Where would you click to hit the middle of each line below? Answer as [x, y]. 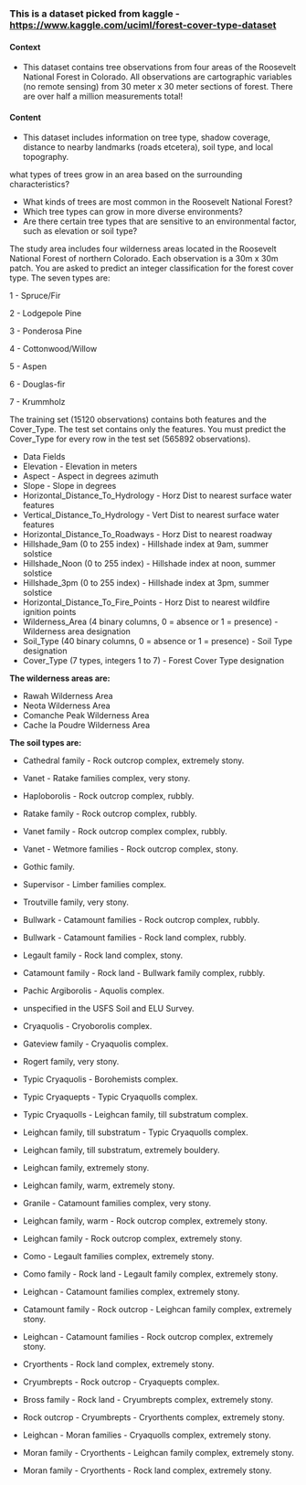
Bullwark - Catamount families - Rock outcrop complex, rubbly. [141, 920]
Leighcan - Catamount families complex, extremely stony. [131, 1292]
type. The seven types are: [60, 278]
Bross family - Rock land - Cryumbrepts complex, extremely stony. [148, 1400]
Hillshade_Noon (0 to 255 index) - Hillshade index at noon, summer [149, 564]
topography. [46, 157]
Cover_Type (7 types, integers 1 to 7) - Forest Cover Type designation [153, 661]
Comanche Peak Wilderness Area [86, 716]
